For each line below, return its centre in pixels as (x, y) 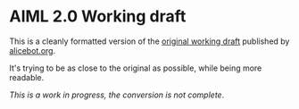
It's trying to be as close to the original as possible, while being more (136, 68)
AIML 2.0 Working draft (98, 17)
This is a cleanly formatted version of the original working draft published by (149, 41)
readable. (27, 77)
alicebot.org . (33, 50)
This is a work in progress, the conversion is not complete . (117, 95)
